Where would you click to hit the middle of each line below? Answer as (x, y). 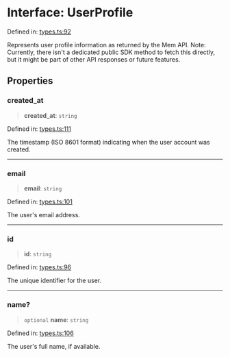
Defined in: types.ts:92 (39, 32)
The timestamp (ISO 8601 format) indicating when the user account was (108, 142)
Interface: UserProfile (70, 13)
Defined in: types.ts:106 (40, 333)
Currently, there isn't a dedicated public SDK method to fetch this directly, (111, 52)
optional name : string (56, 319)
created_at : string (50, 115)
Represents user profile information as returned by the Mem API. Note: (107, 45)
